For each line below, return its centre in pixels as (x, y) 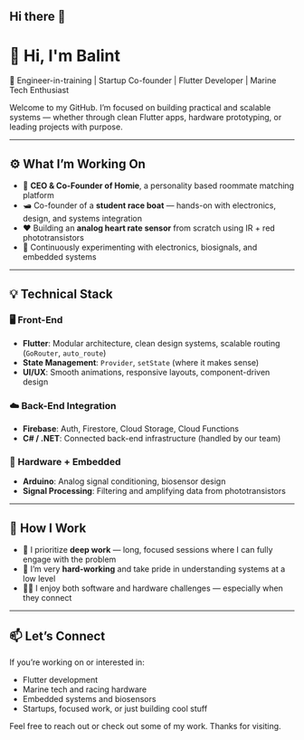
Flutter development (60, 680)
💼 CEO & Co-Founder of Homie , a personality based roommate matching (158, 185)
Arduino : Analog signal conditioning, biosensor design (124, 481)
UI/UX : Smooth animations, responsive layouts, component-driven (146, 372)
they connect (47, 598)
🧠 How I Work (48, 528)
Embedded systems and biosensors (89, 699)
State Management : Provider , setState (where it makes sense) (141, 362)
